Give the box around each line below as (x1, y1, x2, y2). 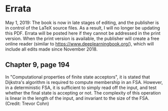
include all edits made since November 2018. (5, 46, 98, 52)
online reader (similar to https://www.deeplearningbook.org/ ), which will (5, 40, 154, 46)
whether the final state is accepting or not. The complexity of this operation (5, 89, 161, 95)
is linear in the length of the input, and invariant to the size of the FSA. (5, 95, 149, 101)
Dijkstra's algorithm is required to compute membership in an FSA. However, (5, 79, 163, 85)
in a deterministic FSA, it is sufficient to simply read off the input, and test (5, 84, 157, 90)
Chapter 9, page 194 (5, 60, 70, 69)
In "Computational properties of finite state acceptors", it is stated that (5, 73, 150, 80)
